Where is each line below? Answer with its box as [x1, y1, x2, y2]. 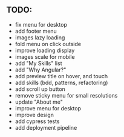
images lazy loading [15, 33, 65, 41]
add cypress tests [15, 118, 60, 125]
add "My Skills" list [15, 59, 62, 67]
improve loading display [15, 47, 75, 54]
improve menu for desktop [15, 104, 82, 112]
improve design [15, 111, 54, 118]
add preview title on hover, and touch [15, 72, 108, 79]
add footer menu [15, 27, 57, 35]
